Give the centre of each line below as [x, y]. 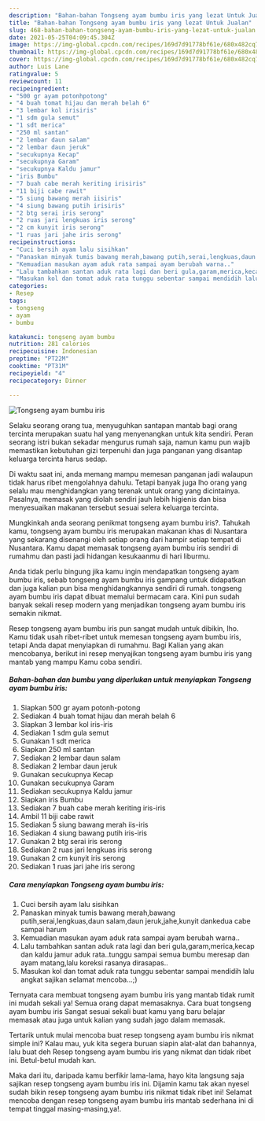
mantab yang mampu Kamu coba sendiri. [75, 662]
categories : [28, 286]
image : [20, 45]
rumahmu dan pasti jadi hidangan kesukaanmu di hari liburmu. [110, 556]
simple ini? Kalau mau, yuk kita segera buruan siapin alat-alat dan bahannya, [133, 1044]
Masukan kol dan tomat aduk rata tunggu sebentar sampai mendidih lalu [137, 972]
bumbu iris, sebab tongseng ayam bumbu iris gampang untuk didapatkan [127, 580]
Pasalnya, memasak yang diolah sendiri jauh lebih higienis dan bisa [118, 499]
